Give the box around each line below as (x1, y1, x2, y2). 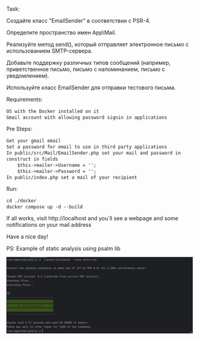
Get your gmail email (6, 138, 61, 144)
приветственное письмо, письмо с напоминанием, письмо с (6, 65, 166, 73)
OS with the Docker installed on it (6, 108, 99, 114)
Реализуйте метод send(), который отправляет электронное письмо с (6, 41, 189, 48)
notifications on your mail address (6, 221, 92, 228)
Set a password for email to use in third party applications (6, 144, 167, 150)
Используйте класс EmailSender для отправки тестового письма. (6, 84, 176, 91)
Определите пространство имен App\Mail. (6, 29, 117, 36)
